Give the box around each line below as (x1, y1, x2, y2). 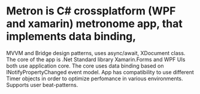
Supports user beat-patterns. (6, 81, 78, 88)
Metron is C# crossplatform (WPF (6, 4, 176, 18)
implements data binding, (6, 30, 137, 43)
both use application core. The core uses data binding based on (6, 62, 164, 69)
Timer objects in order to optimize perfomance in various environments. (6, 75, 184, 82)
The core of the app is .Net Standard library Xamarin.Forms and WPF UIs (6, 56, 186, 63)
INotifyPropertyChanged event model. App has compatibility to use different (6, 68, 195, 75)
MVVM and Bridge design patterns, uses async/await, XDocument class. (6, 49, 186, 56)
